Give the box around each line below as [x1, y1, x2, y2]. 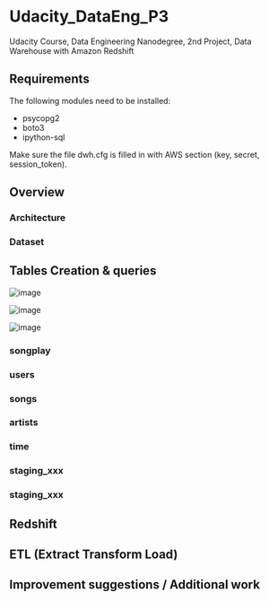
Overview [9, 185, 65, 200]
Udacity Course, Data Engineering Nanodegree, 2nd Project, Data [9, 36, 252, 47]
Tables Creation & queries [9, 263, 157, 279]
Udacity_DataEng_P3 [9, 6, 169, 27]
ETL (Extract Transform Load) [9, 547, 178, 562]
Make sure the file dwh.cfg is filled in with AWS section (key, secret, [9, 149, 260, 160]
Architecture [9, 212, 66, 224]
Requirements [9, 72, 90, 87]
